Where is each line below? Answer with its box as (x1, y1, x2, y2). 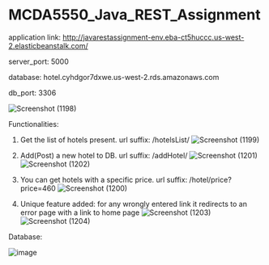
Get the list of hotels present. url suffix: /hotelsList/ (19, 135, 190, 145)
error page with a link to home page (19, 208, 140, 217)
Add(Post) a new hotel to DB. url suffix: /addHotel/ (19, 150, 188, 160)
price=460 (19, 183, 57, 193)
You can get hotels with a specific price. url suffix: (19, 175, 188, 184)
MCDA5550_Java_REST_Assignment (8, 6, 261, 24)
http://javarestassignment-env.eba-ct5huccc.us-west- (62, 32, 245, 42)
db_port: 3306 (8, 87, 57, 98)
